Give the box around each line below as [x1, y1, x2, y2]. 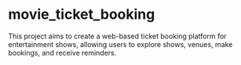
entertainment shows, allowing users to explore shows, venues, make [8, 39, 233, 49]
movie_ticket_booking [8, 5, 155, 23]
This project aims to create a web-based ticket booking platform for [8, 31, 227, 41]
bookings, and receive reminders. [8, 48, 117, 57]
